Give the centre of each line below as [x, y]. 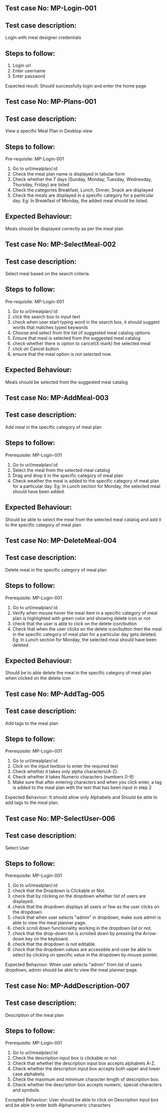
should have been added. [39, 491]
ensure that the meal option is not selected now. [62, 354]
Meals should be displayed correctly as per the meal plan [64, 228]
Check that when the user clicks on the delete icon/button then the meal [87, 629]
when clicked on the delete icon [38, 678]
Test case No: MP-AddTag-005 [55, 694]
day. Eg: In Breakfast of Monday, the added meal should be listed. [80, 201]
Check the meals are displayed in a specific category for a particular [83, 195]
